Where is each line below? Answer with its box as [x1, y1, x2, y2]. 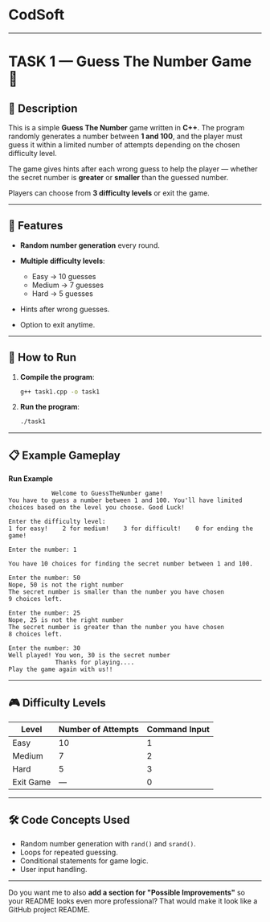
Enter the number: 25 [8, 609, 81, 617]
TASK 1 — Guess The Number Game [8, 52, 252, 71]
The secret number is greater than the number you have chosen [8, 624, 225, 632]
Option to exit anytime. [19, 319, 96, 329]
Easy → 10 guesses [31, 271, 96, 281]
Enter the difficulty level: [8, 517, 106, 526]
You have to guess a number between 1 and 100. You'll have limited [8, 496, 243, 504]
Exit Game [12, 776, 51, 788]
